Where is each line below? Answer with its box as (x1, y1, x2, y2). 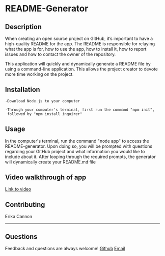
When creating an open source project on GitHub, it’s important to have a (5, 35, 153, 41)
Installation (5, 86, 40, 94)
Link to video (5, 186, 31, 192)
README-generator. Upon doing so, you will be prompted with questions (5, 143, 153, 149)
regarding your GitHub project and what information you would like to (5, 148, 145, 154)
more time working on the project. (5, 71, 74, 77)
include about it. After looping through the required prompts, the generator (5, 154, 156, 160)
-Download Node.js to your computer (5, 98, 80, 103)
